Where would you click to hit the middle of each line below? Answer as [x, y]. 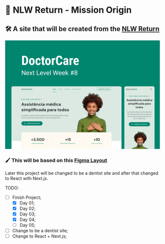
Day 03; [27, 214]
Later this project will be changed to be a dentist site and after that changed [82, 173]
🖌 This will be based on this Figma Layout [56, 160]
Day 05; [27, 225]
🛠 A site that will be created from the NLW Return [82, 29]
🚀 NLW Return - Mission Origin [68, 10]
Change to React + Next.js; [40, 236]
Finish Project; [27, 197]
